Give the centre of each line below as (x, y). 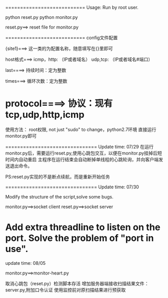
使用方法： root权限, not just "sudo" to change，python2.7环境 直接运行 (81, 129)
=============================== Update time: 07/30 (72, 187)
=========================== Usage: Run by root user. (72, 7)
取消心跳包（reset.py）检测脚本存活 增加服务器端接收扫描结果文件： (77, 283)
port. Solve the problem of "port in (80, 238)
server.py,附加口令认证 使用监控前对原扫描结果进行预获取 (66, 290)
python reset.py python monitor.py (42, 17)
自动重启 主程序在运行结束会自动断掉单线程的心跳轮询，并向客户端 (89, 159)
